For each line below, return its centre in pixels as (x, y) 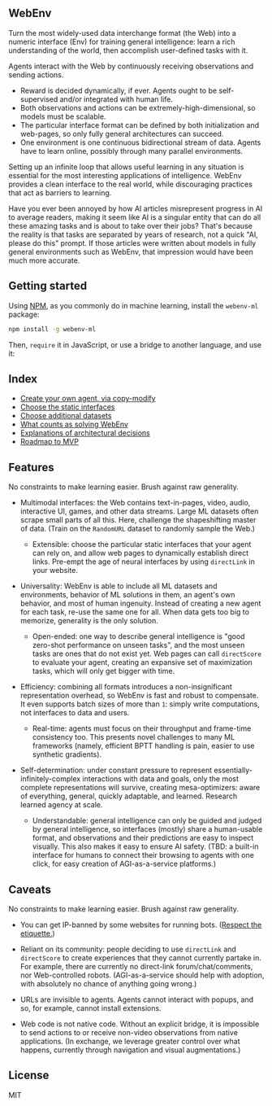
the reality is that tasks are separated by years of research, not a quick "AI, (133, 234)
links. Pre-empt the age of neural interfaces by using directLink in (144, 562)
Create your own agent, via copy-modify (88, 399)
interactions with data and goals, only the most (161, 779)
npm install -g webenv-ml (52, 329)
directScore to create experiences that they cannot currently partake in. (140, 957)
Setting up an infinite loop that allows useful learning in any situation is (126, 167)
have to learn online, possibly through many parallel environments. (132, 151)
